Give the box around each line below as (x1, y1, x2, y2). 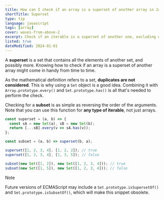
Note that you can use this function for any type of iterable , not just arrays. (5, 107, 157, 113)
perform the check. (5, 92, 44, 98)
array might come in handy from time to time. (5, 67, 96, 73)
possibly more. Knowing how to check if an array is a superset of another (5, 62, 153, 68)
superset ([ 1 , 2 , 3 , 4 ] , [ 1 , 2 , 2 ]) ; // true (5, 148, 97, 153)
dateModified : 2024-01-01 (5, 44, 58, 48)
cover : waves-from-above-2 (5, 30, 60, 35)
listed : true (5, 39, 32, 44)
